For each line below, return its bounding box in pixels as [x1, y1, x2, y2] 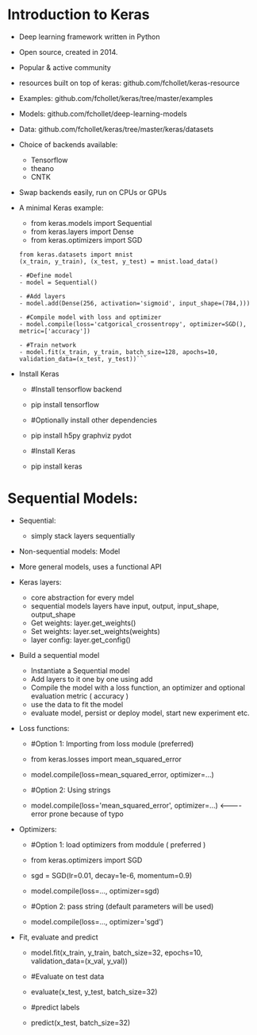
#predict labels [30, 1002, 80, 1012]
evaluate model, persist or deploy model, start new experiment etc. [30, 708, 250, 718]
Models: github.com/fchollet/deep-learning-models [18, 109, 187, 119]
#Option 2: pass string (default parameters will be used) [30, 901, 214, 911]
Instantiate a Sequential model [30, 666, 130, 675]
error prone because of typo [30, 809, 124, 819]
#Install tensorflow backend [30, 384, 122, 394]
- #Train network [18, 340, 77, 349]
